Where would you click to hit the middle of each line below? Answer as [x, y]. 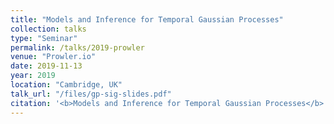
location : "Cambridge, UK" [66, 85]
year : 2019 [33, 76]
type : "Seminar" [44, 38]
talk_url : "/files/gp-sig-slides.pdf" [91, 94]
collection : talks [48, 29]
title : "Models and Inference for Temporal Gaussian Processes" [147, 19]
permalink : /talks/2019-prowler [77, 47]
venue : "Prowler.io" [53, 57]
